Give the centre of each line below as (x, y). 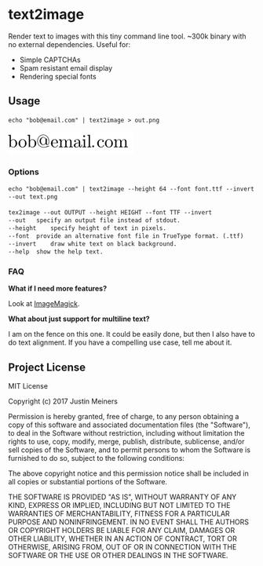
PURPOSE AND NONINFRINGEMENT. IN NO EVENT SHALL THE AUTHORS (129, 522)
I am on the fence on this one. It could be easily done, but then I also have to (131, 334)
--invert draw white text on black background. (93, 244)
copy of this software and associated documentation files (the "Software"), (130, 425)
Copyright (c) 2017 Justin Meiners (63, 401)
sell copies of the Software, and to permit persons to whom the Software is (130, 450)
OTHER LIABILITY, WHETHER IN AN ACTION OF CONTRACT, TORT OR (122, 539)
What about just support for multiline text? (79, 319)
